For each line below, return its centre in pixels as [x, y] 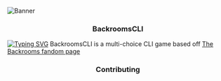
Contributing [118, 70]
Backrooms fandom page [44, 52]
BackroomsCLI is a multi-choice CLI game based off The [132, 44]
